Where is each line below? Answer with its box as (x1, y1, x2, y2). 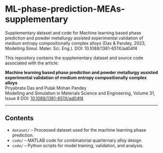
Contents (5, 114, 34, 122)
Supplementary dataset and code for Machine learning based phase (5, 30, 142, 36)
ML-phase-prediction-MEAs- (5, 3, 125, 15)
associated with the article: (5, 60, 59, 66)
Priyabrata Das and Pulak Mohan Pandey (5, 85, 87, 91)
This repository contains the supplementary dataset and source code (5, 55, 144, 60)
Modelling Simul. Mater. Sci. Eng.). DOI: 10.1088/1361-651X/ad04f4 (5, 45, 137, 51)
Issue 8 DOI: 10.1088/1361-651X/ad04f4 (5, 95, 84, 101)
